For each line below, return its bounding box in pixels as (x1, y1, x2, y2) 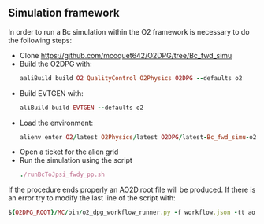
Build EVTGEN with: (19, 88, 84, 97)
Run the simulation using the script (19, 156, 132, 165)
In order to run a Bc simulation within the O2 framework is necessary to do (8, 27, 250, 36)
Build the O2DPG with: (19, 59, 92, 68)
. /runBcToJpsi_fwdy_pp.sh (19, 171, 105, 179)
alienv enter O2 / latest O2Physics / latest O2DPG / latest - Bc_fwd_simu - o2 (19, 133, 257, 141)
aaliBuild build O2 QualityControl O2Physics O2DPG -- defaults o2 (19, 74, 243, 82)
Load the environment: (19, 118, 94, 127)
